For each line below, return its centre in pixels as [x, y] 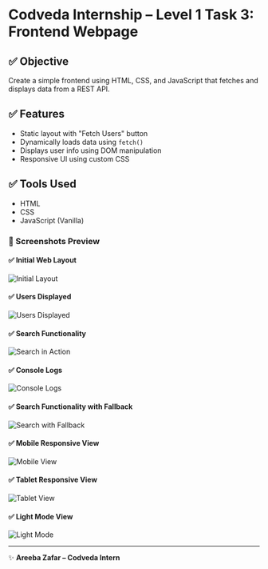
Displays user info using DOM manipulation [91, 150]
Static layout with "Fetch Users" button [84, 133]
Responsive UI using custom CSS [75, 158]
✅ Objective [39, 61]
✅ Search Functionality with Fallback [71, 407]
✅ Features [37, 114]
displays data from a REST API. [59, 89]
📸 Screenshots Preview [54, 241]
